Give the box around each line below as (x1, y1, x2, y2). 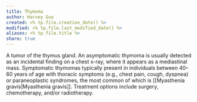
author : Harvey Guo (6, 14, 54, 20)
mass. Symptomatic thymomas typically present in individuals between (6, 64, 178, 71)
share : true (6, 36, 35, 42)
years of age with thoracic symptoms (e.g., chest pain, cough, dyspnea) (14, 71, 189, 77)
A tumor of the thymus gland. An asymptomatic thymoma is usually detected (6, 52, 192, 59)
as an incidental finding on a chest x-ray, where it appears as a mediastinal (6, 58, 188, 65)
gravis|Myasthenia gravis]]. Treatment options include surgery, (6, 83, 159, 90)
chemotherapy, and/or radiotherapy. (6, 89, 94, 96)
